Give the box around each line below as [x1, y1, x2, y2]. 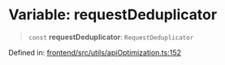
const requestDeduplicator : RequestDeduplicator [28, 32, 194, 42]
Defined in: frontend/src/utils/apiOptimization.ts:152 [8, 47, 181, 57]
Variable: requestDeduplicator [8, 6, 218, 24]
